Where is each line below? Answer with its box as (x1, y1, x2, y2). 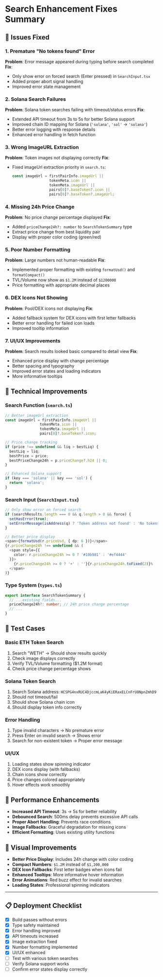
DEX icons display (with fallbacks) (12, 766, 81, 772)
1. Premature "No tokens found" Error (5, 48, 95, 54)
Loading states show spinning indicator (12, 761, 91, 767)
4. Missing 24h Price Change (5, 203, 75, 210)
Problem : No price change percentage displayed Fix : (5, 214, 112, 220)
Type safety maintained (12, 923, 60, 928)
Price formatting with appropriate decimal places (12, 282, 110, 288)
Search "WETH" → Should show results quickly (12, 650, 107, 656)
